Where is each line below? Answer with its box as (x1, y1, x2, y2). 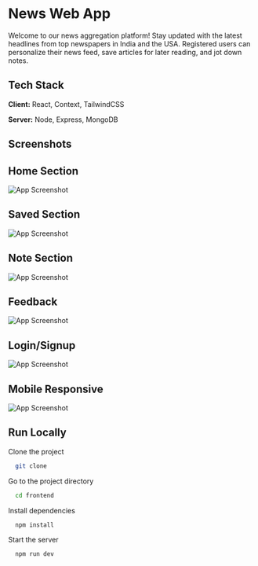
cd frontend (15, 491, 55, 499)
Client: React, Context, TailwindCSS (8, 99, 125, 108)
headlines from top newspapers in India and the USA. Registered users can (8, 39, 251, 48)
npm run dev (15, 550, 55, 558)
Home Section (8, 164, 79, 178)
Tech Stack (8, 79, 64, 92)
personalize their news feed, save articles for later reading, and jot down (8, 47, 242, 57)
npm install (15, 520, 55, 529)
